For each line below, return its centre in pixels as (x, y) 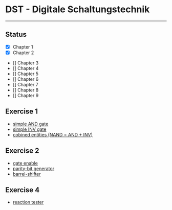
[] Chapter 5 (26, 74)
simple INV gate (29, 129)
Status (16, 34)
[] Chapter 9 (26, 95)
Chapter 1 (23, 46)
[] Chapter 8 (26, 90)
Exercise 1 (22, 112)
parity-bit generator (34, 168)
